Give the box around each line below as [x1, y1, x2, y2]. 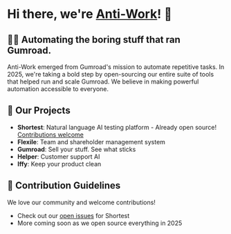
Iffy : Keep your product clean [17, 159, 102, 168]
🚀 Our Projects [7, 105, 71, 117]
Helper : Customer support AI [17, 152, 100, 161]
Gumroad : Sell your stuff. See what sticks [17, 145, 136, 153]
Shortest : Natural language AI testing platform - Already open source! [17, 123, 216, 131]
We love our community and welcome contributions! [7, 198, 156, 206]
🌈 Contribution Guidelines [7, 179, 121, 192]
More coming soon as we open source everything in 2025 [17, 219, 183, 227]
